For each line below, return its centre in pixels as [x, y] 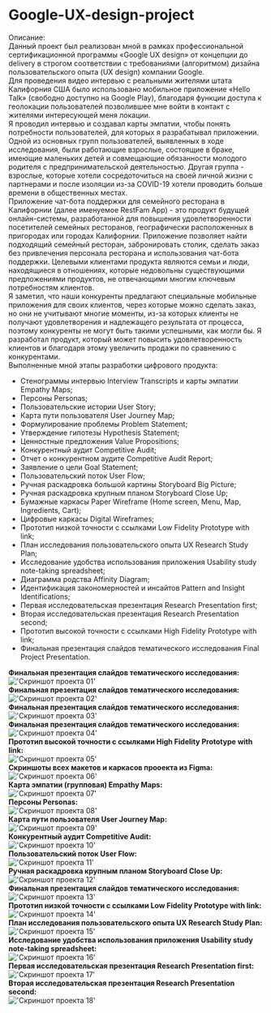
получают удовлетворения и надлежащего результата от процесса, [126, 321]
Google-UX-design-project [101, 15]
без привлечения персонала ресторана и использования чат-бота [124, 252]
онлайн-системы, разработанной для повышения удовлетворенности [130, 218]
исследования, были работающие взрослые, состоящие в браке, [122, 149]
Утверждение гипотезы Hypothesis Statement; [100, 433]
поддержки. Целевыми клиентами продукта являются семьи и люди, [129, 261]
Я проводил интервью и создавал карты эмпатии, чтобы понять [120, 123]
